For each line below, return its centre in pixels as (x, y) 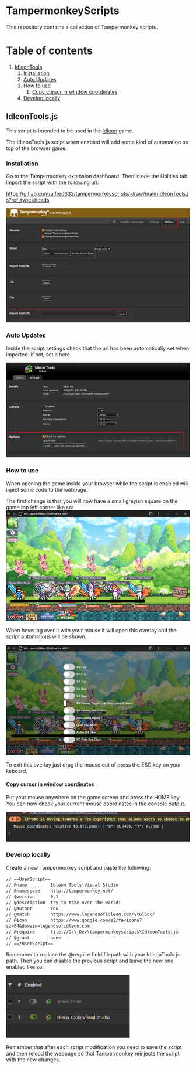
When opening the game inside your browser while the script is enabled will (97, 483)
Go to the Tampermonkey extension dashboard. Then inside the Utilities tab (97, 176)
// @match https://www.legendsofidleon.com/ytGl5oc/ (81, 914)
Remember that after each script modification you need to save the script (94, 1047)
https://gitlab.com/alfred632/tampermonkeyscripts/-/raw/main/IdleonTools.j (97, 193)
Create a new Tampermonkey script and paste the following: (78, 867)
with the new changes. (33, 1060)
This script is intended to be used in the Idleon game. (70, 131)
